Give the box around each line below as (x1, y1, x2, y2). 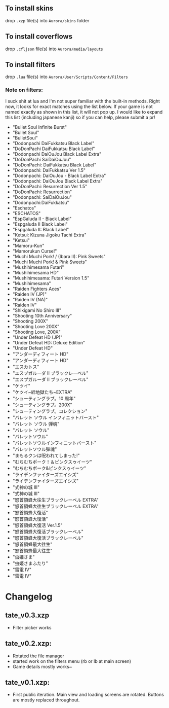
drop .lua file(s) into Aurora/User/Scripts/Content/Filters (5, 74, 128, 80)
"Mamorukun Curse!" (12, 248, 57, 254)
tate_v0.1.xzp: (5, 678, 50, 687)
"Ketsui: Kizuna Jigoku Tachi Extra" (12, 232, 87, 238)
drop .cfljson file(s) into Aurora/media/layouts (5, 46, 104, 52)
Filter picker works (12, 624, 52, 630)
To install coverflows (5, 32, 72, 41)
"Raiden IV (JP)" (12, 291, 47, 297)
